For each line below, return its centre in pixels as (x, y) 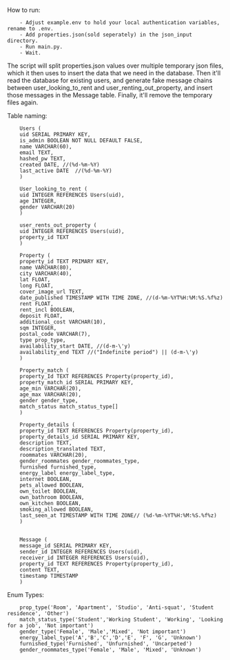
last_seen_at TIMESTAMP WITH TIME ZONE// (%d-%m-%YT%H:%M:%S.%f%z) (118, 516)
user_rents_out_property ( (58, 225)
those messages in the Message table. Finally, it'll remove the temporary (110, 95)
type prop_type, (43, 340)
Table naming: (27, 116)
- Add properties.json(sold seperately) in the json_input (106, 35)
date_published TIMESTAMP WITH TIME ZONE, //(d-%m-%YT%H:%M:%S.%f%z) (122, 298)
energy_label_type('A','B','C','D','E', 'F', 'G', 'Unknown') (111, 638)
